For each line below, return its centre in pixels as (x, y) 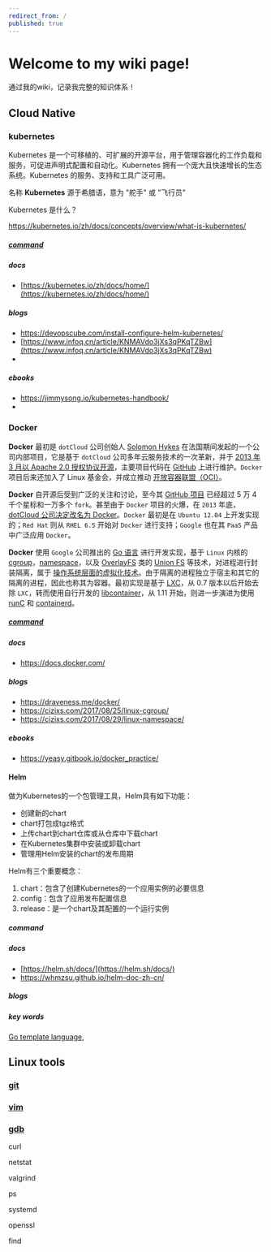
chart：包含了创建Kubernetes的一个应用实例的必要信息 (112, 888)
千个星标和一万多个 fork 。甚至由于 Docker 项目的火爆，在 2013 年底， (124, 504)
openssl (22, 1225)
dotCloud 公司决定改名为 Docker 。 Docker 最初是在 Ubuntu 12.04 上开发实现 (134, 514)
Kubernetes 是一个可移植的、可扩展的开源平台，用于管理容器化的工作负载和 (135, 155)
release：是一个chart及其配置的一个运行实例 (95, 909)
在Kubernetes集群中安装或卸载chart (80, 844)
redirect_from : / (38, 16)
